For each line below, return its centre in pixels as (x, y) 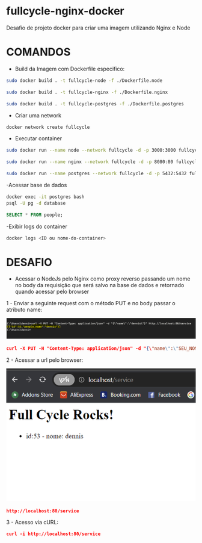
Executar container (38, 138)
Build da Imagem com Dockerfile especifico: (70, 69)
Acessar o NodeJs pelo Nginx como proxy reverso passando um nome (103, 279)
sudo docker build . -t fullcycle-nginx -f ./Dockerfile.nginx (87, 92)
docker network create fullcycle (48, 127)
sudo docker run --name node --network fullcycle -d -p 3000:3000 (91, 150)
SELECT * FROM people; (35, 215)
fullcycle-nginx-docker (65, 11)
